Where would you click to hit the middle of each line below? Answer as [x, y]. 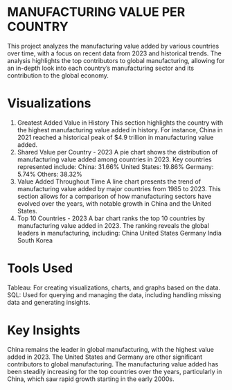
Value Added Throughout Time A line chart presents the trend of [109, 181]
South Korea [35, 240]
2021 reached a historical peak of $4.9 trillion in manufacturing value [115, 137]
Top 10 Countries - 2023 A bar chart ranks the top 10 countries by [111, 218]
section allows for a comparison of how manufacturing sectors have [114, 196]
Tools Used [40, 268]
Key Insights [44, 330]
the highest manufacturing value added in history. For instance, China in [120, 130]
